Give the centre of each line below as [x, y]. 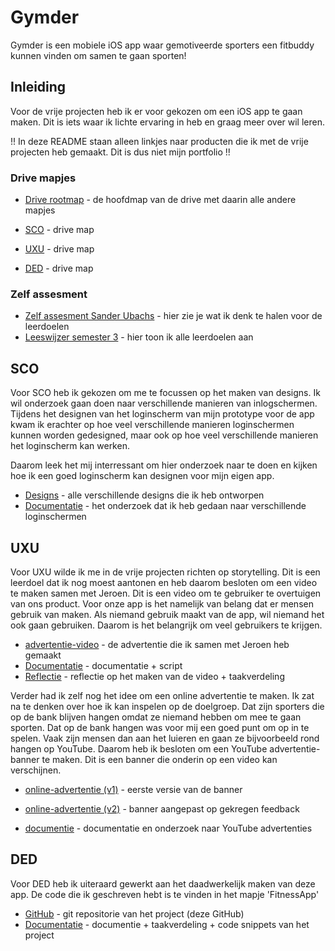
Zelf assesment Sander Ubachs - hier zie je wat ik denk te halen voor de [173, 316]
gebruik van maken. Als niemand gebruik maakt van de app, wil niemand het [167, 614]
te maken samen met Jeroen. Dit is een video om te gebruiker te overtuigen [166, 593]
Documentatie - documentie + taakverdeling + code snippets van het [167, 924]
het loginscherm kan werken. [70, 446]
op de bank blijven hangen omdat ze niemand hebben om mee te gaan [156, 717]
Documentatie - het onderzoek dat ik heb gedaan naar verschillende [165, 506]
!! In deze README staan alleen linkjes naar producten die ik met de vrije [159, 141]
